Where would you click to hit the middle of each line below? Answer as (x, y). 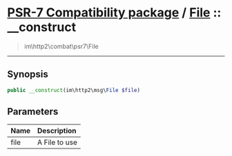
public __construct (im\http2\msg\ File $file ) (74, 90)
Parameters (33, 112)
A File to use (57, 142)
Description (57, 131)
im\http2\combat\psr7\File (61, 46)
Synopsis (28, 75)
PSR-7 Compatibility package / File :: (114, 13)
